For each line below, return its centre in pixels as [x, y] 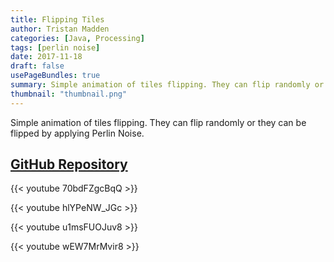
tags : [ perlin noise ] [55, 47]
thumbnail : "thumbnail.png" [69, 94]
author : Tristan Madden [60, 29]
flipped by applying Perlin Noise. [77, 133]
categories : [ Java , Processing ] [77, 38]
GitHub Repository [69, 164]
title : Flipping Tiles [57, 19]
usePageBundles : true [55, 76]
